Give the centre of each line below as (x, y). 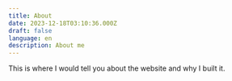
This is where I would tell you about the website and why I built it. (117, 68)
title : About (30, 16)
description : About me (46, 46)
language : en (30, 38)
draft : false (30, 30)
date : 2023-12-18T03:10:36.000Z (63, 23)
